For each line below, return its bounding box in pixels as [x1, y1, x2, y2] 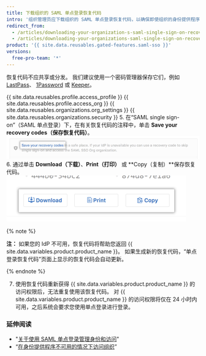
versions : [6, 49, 32, 55]
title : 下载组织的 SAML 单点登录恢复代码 [6, 10, 102, 16]
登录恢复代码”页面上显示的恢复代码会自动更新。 [6, 256, 128, 263]
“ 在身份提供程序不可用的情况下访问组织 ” [15, 343, 118, 350]
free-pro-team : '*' [12, 55, 62, 61]
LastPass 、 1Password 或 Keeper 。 [6, 81, 95, 88]
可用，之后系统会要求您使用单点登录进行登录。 [15, 303, 134, 311]
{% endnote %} [6, 268, 46, 275]
